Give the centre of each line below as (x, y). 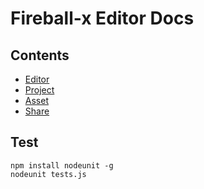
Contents (40, 55)
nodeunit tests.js (48, 174)
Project (39, 90)
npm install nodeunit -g (62, 165)
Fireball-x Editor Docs (102, 18)
